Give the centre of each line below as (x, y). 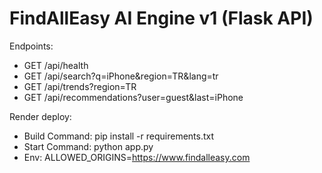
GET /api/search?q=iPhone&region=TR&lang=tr (121, 76)
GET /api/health (56, 65)
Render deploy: (40, 116)
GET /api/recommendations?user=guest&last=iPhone (133, 97)
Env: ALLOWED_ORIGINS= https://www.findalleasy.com (137, 157)
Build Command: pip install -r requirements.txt (119, 136)
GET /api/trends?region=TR (80, 86)
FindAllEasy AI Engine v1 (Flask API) (161, 18)
